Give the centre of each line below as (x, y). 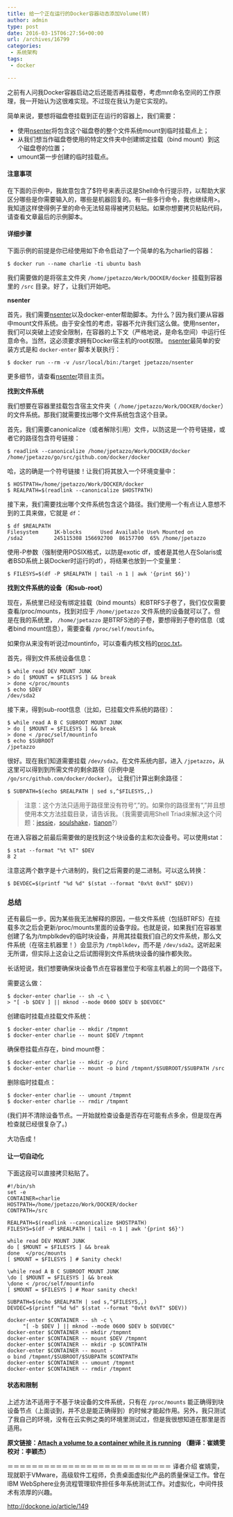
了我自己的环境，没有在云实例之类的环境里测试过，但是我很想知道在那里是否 (116, 1419)
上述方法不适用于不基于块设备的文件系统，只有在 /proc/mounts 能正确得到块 (115, 1401)
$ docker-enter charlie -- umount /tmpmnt (69, 1096)
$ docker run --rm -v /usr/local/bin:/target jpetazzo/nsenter (101, 363)
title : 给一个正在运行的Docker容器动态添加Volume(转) (79, 14)
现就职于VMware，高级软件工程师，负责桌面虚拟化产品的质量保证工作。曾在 (116, 1475)
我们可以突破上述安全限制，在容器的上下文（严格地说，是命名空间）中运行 (113, 332)
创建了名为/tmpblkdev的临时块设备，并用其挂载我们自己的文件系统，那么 (112, 936)
